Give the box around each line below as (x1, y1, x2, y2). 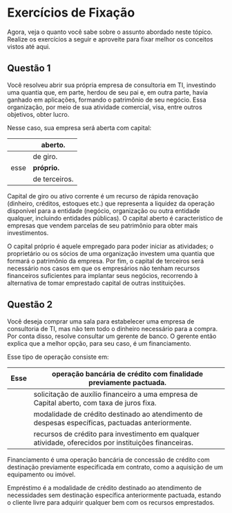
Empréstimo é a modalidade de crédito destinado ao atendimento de (7, 483, 202, 492)
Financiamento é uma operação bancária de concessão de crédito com (7, 455, 210, 464)
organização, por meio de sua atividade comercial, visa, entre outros (7, 102, 202, 111)
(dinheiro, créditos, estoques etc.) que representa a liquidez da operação (7, 199, 215, 207)
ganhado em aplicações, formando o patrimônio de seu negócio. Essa (7, 95, 206, 104)
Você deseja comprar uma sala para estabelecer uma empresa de (7, 317, 195, 326)
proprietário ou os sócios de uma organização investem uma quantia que (7, 249, 215, 257)
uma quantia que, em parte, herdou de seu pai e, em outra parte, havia (7, 88, 209, 96)
